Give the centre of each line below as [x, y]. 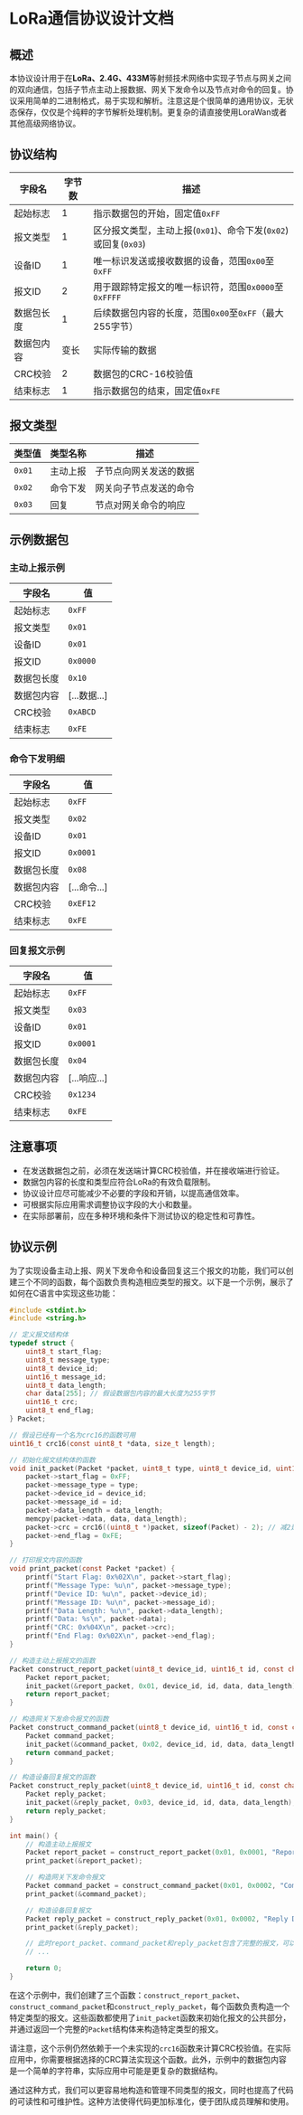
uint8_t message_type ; [68, 1360]
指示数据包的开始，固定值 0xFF [157, 213]
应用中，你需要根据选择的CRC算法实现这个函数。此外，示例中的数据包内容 [148, 2059]
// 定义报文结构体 [39, 1335]
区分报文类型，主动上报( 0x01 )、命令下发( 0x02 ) [191, 230]
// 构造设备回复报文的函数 [53, 1778]
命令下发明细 [37, 759]
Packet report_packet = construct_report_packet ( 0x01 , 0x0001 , [147, 1853]
